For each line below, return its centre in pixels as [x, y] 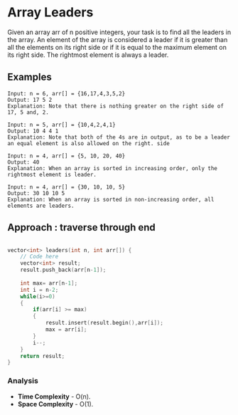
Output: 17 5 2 [30, 100]
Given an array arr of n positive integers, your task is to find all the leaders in [119, 32]
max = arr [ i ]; [66, 330]
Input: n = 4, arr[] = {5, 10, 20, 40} [66, 156]
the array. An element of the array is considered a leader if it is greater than [118, 39]
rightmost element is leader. [52, 174]
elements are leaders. [41, 206]
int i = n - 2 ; [39, 290]
